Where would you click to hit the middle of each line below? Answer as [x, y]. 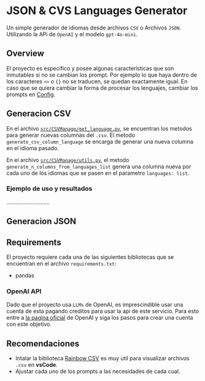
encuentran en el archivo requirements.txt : [61, 264]
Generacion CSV [39, 114]
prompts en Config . [31, 94]
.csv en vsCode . [37, 365]
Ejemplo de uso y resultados [49, 189]
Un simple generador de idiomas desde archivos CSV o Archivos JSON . [94, 28]
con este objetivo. [29, 324]
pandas [25, 275]
